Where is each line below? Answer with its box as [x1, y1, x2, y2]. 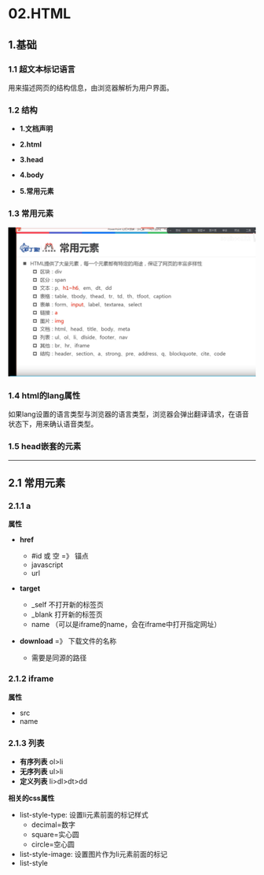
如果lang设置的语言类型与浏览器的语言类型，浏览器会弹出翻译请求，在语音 [8, 410, 250, 419]
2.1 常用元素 [8, 476, 66, 490]
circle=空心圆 [31, 840, 75, 849]
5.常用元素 [19, 187, 54, 196]
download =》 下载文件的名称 [19, 636, 117, 646]
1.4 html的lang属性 [8, 391, 81, 402]
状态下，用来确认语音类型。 [8, 419, 98, 429]
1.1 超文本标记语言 [8, 64, 76, 75]
